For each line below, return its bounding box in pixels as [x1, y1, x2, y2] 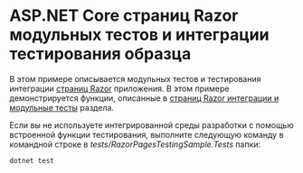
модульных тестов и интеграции [9, 24, 270, 45]
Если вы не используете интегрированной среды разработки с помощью [9, 119, 294, 131]
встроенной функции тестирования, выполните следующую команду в [9, 129, 284, 140]
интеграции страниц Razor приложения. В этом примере [9, 83, 230, 94]
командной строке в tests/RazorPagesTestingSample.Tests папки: [9, 139, 261, 150]
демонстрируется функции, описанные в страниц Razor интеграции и [9, 92, 279, 104]
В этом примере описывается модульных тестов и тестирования [9, 73, 261, 84]
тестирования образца [9, 44, 192, 64]
